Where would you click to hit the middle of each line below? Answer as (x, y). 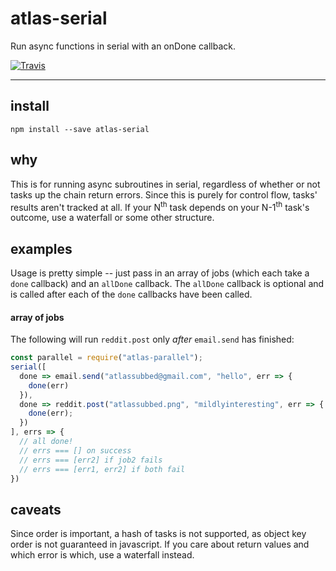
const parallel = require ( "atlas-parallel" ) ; (106, 358)
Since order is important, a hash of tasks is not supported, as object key (158, 534)
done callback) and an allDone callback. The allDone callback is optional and (167, 284)
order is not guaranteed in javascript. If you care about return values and (160, 544)
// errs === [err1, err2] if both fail (102, 469)
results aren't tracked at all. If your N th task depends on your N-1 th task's (160, 206)
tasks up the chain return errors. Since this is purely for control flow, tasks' (164, 194)
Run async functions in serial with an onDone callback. (123, 46)
